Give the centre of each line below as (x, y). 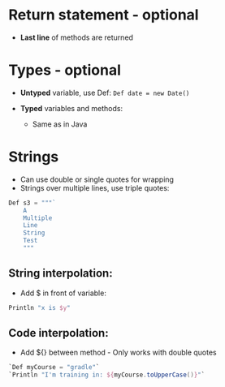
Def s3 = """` (32, 203)
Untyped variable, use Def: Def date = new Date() (105, 92)
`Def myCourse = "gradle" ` (54, 368)
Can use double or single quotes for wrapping (97, 179)
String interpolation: (61, 273)
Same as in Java (60, 124)
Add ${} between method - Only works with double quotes (118, 353)
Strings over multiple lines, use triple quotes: (95, 187)
